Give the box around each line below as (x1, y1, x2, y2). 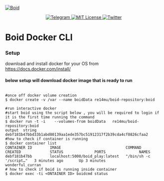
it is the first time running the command (5, 114, 95, 119)
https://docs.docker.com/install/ (5, 66, 71, 72)
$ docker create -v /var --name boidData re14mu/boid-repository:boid (5, 97, 155, 102)
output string (5, 127, 37, 133)
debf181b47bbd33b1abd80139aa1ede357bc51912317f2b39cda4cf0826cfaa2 (5, 132, 149, 137)
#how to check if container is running (5, 136, 88, 141)
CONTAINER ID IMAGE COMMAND (5, 145, 142, 150)
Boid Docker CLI (5, 32, 73, 43)
